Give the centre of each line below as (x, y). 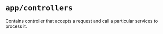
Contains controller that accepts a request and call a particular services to (82, 21)
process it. (16, 26)
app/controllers (39, 8)
